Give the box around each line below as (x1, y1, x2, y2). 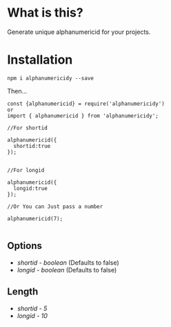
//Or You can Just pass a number (7, 203, 103, 210)
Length (7, 286, 39, 298)
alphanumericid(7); (7, 215, 63, 222)
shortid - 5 (17, 304, 48, 312)
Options (7, 240, 43, 252)
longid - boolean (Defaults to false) (17, 265, 117, 274)
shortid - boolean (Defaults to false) (17, 258, 119, 267)
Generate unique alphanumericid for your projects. (7, 28, 151, 36)
